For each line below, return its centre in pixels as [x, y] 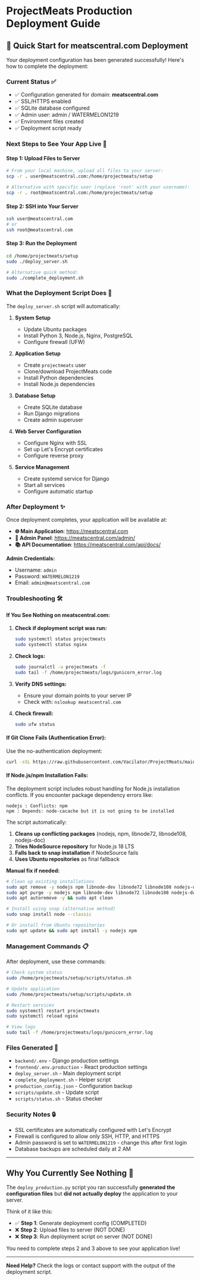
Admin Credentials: [31, 559]
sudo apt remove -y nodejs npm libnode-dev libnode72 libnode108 [89, 887]
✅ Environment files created [49, 122]
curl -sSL [18, 762]
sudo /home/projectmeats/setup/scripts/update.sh [69, 994]
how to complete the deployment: [47, 66]
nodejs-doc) [30, 840]
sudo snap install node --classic [49, 914]
